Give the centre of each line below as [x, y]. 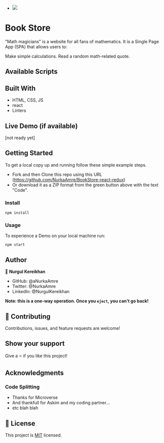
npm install [17, 213]
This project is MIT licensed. [33, 435]
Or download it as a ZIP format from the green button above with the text [85, 185]
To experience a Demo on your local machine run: [55, 236]
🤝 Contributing [28, 316]
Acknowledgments [35, 373]
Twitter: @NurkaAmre [34, 286]
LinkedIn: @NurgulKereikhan [41, 292]
